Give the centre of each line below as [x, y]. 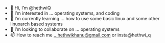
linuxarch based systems [36, 24]
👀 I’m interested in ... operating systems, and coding [65, 13]
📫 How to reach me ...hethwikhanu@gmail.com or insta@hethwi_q [80, 35]
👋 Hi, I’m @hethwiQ [30, 8]
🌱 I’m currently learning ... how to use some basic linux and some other [85, 18]
